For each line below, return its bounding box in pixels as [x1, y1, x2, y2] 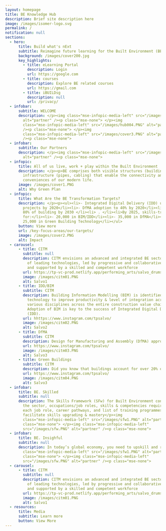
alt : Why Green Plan [18, 187, 61, 192]
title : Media [18, 509, 45, 514]
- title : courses [23, 76, 58, 81]
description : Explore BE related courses [27, 81, 114, 86]
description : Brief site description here [5, 16, 94, 21]
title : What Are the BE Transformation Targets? [18, 196, 121, 201]
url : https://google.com [27, 72, 79, 77]
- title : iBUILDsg [23, 90, 61, 95]
